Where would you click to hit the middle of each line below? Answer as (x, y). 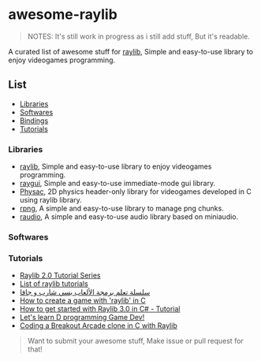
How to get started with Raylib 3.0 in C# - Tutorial (100, 309)
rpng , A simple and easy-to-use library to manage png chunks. (122, 208)
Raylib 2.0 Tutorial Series (60, 275)
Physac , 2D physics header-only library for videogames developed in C (136, 192)
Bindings (34, 121)
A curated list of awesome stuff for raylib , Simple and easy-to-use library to (131, 51)
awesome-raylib (63, 15)
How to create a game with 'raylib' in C (82, 300)
